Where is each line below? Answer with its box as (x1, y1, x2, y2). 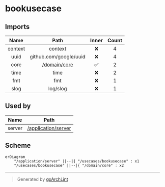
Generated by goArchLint (17, 176, 68, 182)
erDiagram (5, 154, 26, 160)
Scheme (5, 141, 31, 150)
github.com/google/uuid (29, 53, 86, 60)
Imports (5, 23, 30, 31)
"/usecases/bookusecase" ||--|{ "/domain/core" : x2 (14, 163, 124, 168)
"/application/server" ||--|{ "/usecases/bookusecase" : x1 (14, 159, 139, 163)
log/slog (48, 85, 67, 92)
